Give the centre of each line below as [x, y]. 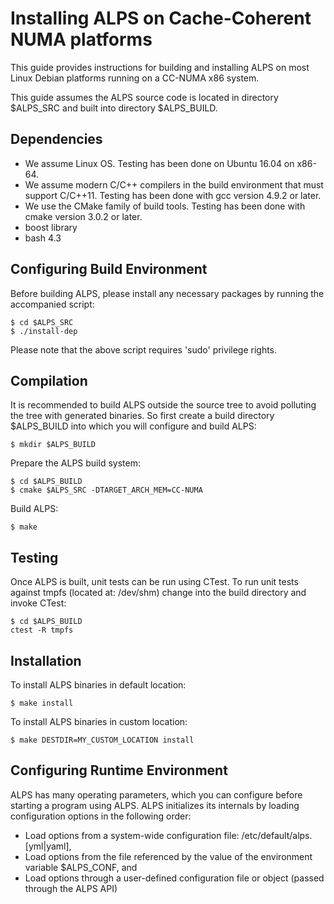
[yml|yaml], [48, 846]
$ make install [42, 703]
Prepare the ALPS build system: [75, 463]
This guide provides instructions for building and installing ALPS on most [160, 67]
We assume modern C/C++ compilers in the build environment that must [174, 184]
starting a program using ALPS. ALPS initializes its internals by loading [155, 805]
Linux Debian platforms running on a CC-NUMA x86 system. [135, 78]
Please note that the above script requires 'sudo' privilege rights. [144, 349]
